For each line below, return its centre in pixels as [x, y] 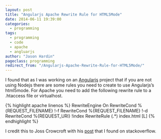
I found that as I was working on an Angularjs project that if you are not [78, 80]
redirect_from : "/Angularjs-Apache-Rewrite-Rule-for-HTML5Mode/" [75, 65]
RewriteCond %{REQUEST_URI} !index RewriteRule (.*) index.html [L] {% [80, 116]
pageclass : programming [30, 61]
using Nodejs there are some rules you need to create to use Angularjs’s [80, 85]
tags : [11, 33]
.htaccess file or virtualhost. [34, 96]
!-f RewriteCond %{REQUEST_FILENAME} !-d [101, 111]
